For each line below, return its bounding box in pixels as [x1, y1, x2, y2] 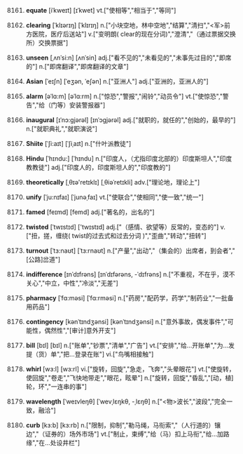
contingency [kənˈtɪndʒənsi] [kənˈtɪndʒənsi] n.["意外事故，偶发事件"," [25, 318, 228, 326]
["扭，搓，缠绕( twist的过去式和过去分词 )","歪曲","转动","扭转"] [25, 232, 207, 240]
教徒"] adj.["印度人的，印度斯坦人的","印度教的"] [32, 163, 171, 171]
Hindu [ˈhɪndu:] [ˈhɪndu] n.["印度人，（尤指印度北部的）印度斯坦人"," [25, 154, 220, 163]
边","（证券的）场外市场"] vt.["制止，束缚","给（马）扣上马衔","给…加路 [25, 430, 230, 438]
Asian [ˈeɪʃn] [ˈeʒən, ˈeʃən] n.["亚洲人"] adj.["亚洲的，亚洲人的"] [25, 77, 209, 86]
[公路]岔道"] [25, 255, 61, 263]
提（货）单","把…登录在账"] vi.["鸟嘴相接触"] [25, 350, 154, 358]
